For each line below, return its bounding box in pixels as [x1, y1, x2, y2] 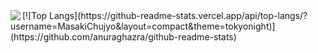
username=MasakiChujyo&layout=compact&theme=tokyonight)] [10, 20, 276, 32]
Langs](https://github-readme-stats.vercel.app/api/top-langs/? [49, 10, 308, 21]
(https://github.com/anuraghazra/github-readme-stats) [10, 31, 237, 43]
